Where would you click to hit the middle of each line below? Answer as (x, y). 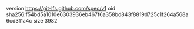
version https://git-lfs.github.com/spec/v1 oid (61, 8)
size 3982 (45, 21)
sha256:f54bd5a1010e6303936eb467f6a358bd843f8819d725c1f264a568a (97, 14)
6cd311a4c (19, 21)
